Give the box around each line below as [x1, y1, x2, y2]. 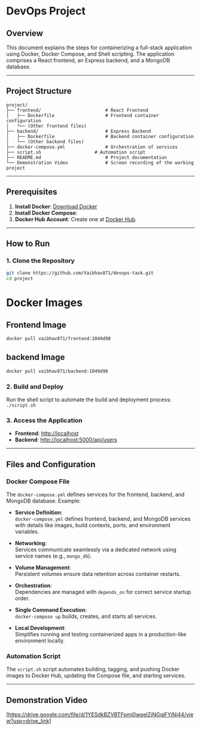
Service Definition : [14, 509, 63, 516]
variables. [14, 528, 39, 535]
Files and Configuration [6, 459, 96, 469]
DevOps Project [6, 4, 86, 18]
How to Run [6, 239, 50, 249]
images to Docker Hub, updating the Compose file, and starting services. [6, 672, 186, 679]
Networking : [14, 539, 47, 546]
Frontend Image [6, 320, 67, 330]
